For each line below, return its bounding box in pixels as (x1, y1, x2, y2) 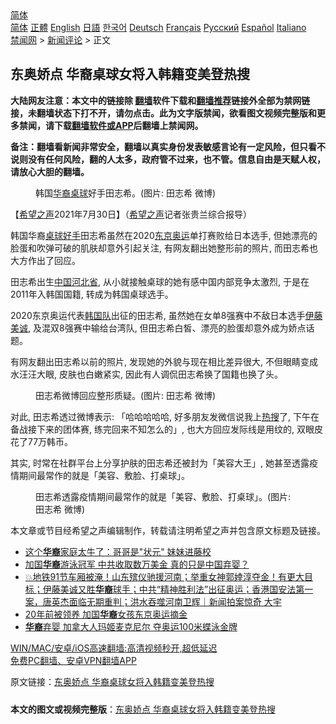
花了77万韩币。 (10, 435, 74, 447)
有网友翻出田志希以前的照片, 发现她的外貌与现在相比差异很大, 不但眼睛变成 (10, 355, 318, 367)
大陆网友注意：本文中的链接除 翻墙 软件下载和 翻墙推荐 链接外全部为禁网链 (10, 94, 311, 106)
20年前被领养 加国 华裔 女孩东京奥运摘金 (24, 608, 188, 620)
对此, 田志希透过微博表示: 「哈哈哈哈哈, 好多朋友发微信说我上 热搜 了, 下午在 (10, 410, 320, 422)
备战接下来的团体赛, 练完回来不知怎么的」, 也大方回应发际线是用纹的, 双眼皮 (10, 423, 323, 435)
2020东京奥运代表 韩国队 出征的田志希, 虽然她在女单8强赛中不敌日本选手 (10, 309, 306, 321)
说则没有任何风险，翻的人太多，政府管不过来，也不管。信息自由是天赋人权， (10, 153, 326, 165)
